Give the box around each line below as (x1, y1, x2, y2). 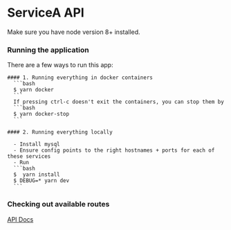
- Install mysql (13, 141, 60, 148)
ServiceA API (7, 5, 84, 21)
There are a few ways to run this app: (7, 61, 113, 69)
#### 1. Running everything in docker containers (7, 74, 154, 81)
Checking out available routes (7, 200, 110, 209)
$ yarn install (13, 171, 60, 178)
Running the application (7, 45, 89, 55)
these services (7, 153, 51, 160)
